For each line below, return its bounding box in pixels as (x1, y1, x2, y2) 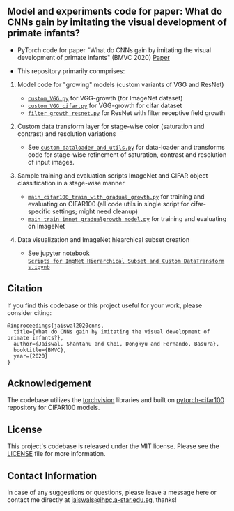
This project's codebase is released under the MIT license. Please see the (7, 442, 219, 450)
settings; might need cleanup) (52, 207, 138, 215)
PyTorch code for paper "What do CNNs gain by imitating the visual (17, 45, 211, 54)
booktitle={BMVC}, (13, 346, 68, 353)
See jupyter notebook (27, 249, 91, 257)
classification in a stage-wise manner (17, 178, 125, 187)
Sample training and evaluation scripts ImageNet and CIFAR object (17, 171, 208, 180)
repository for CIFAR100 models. (7, 404, 100, 412)
